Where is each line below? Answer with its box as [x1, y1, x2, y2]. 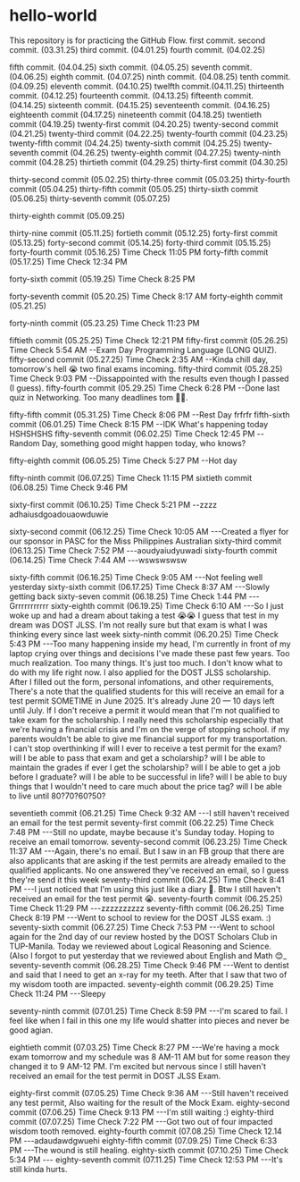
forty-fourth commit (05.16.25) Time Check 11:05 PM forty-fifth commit [9, 247, 269, 258]
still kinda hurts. [9, 1163, 68, 1174]
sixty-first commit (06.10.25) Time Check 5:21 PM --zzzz [9, 499, 217, 510]
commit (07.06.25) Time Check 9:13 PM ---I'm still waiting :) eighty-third [9, 1106, 274, 1118]
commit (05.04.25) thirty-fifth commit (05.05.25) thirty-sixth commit [9, 183, 259, 194]
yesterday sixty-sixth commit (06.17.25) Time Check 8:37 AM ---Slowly [9, 581, 271, 592]
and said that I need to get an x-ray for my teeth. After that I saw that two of [9, 969, 287, 980]
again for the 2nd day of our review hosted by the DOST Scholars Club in [9, 931, 278, 941]
